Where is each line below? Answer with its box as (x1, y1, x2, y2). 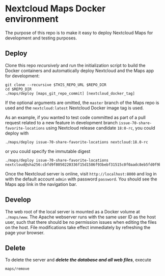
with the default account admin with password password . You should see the (5, 176, 157, 182)
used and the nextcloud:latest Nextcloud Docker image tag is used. (5, 104, 144, 111)
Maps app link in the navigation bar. (5, 181, 77, 187)
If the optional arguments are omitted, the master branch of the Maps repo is (5, 100, 160, 105)
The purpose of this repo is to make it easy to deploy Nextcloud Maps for (5, 30, 153, 35)
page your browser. (5, 230, 45, 236)
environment (5, 13, 59, 25)
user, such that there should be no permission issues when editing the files (5, 219, 157, 225)
